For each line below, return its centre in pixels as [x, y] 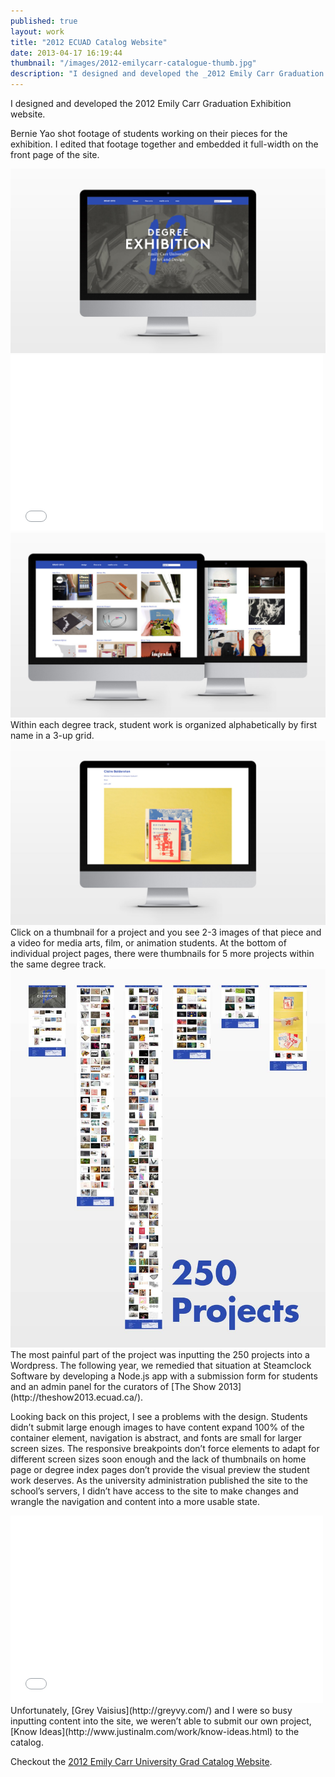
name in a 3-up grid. [52, 735]
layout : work [37, 31]
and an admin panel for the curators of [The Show [113, 1386]
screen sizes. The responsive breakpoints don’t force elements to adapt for [165, 1448]
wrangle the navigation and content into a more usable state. [135, 1501]
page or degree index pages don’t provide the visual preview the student [160, 1469]
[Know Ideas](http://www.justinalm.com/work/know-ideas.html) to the [155, 1731]
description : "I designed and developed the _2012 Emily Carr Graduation [167, 74]
